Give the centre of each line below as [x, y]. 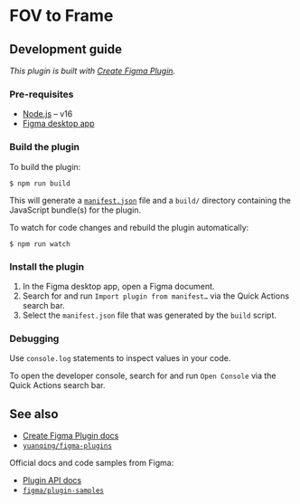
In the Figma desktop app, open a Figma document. [118, 286]
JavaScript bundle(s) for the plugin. [75, 210]
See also [34, 414]
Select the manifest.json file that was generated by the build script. [150, 315]
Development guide [66, 49]
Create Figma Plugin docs [70, 436]
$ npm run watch [40, 244]
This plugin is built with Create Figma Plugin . [93, 71]
